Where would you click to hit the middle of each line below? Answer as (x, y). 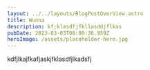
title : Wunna (26, 20)
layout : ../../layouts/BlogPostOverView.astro (75, 14)
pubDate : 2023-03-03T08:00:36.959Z (58, 33)
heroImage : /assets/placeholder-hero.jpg (68, 40)
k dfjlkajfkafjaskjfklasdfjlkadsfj (49, 59)
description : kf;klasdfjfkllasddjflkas (65, 26)
